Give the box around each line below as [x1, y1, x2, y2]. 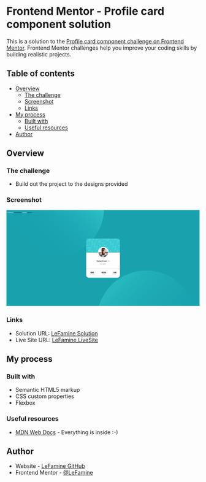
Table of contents [6, 69, 75, 79]
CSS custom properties [15, 392, 75, 400]
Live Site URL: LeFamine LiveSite [15, 336, 98, 343]
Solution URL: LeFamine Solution [15, 329, 98, 337]
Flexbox [15, 399, 36, 407]
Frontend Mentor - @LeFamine [15, 469, 93, 476]
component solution [6, 17, 112, 31]
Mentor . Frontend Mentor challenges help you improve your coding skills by [6, 44, 197, 52]
